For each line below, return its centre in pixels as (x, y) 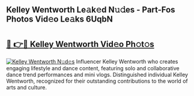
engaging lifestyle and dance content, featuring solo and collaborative (93, 68)
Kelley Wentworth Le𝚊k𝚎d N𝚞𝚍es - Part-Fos (91, 10)
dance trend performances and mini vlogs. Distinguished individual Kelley (97, 75)
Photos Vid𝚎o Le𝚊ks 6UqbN (59, 19)
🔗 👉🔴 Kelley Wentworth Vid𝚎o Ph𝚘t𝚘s (80, 44)
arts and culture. (26, 87)
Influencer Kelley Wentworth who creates (127, 61)
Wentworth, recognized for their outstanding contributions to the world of (97, 81)
